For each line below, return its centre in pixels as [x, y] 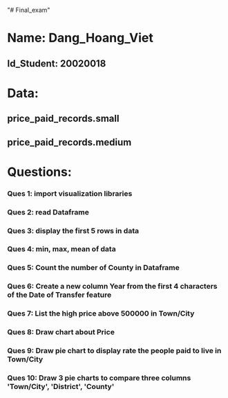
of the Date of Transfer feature [59, 295]
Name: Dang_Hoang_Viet [80, 38]
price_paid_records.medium [69, 142]
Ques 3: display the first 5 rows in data [73, 230]
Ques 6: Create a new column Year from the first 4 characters [112, 287]
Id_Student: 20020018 [57, 63]
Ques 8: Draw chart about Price [61, 332]
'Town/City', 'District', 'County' [61, 386]
